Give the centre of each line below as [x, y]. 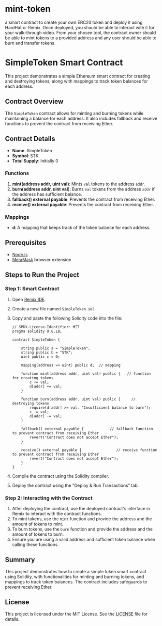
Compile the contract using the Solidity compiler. [61, 476]
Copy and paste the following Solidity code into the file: [67, 318]
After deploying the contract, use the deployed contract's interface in [81, 508]
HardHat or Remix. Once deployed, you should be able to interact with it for [80, 27]
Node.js [20, 254]
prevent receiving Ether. [29, 587]
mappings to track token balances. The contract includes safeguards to [76, 582]
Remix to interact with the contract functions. [57, 514]
